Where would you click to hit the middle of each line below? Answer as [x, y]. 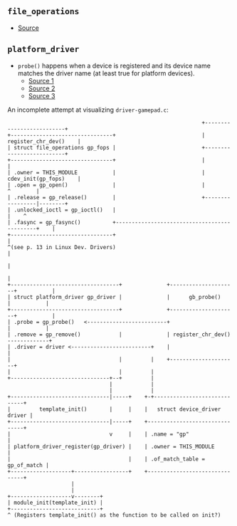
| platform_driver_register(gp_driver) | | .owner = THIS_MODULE [111, 446]
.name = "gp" [170, 434]
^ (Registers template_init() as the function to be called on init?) [114, 515]
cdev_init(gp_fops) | [44, 179]
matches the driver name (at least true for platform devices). [106, 73]
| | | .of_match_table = [106, 459]
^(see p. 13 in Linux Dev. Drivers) [62, 247]
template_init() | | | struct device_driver [130, 409]
